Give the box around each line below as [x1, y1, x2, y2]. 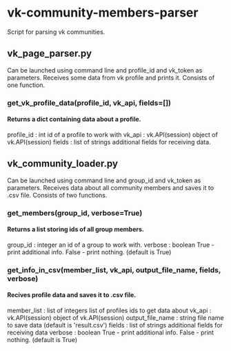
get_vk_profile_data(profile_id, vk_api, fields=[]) [7, 98, 171, 108]
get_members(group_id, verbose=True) [7, 208, 143, 218]
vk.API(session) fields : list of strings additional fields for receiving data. [7, 137, 212, 146]
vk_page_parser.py [7, 48, 92, 59]
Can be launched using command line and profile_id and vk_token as [7, 66, 203, 74]
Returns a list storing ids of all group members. [7, 225, 145, 234]
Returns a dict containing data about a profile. [7, 115, 141, 124]
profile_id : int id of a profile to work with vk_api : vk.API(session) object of [7, 130, 219, 139]
